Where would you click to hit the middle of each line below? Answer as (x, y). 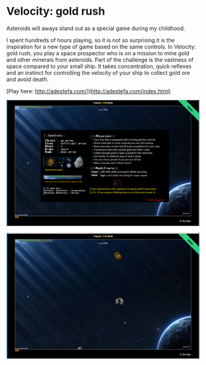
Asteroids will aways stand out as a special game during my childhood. (96, 28)
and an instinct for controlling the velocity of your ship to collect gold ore (98, 72)
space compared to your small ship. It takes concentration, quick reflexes (99, 66)
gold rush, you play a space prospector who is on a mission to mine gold (98, 53)
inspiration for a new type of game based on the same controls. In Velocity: (101, 47)
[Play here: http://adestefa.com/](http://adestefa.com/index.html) (89, 91)
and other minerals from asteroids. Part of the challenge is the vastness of (100, 60)
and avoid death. (28, 79)
